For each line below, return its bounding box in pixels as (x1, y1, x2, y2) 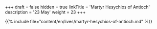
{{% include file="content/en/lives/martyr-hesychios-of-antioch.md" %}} (5, 19, 153, 24)
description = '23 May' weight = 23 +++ (5, 9, 86, 15)
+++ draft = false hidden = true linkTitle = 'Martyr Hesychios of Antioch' (5, 4, 150, 10)
